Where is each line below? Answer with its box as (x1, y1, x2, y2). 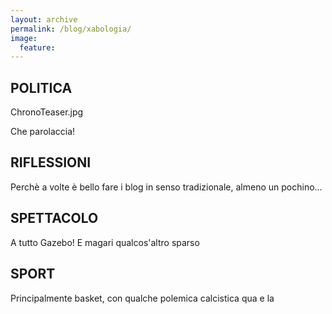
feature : (19, 42, 56, 53)
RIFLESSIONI (10, 154, 92, 171)
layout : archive (10, 14, 78, 25)
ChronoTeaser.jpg (10, 106, 84, 118)
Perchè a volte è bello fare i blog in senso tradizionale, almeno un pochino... (10, 181, 323, 193)
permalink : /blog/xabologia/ (10, 24, 132, 34)
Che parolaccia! (10, 126, 76, 138)
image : (10, 33, 38, 43)
